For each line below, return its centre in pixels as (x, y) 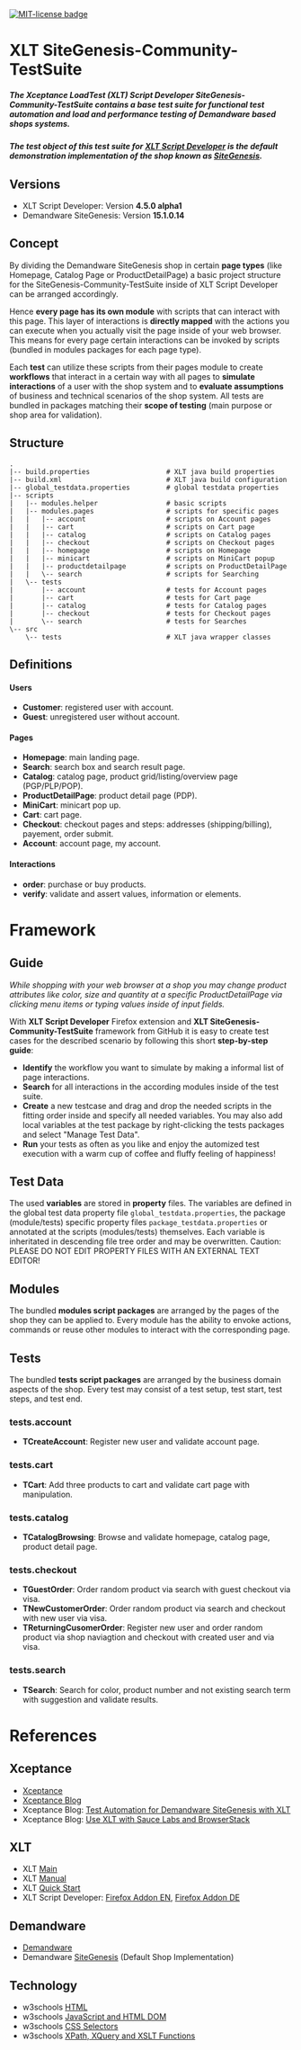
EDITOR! (25, 1261)
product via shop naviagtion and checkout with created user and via (148, 1637)
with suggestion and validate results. (90, 1699)
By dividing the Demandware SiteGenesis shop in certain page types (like (146, 265)
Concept (34, 243)
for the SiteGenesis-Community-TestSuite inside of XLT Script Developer (144, 284)
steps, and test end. (46, 1399)
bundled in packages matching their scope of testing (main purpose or (141, 405)
